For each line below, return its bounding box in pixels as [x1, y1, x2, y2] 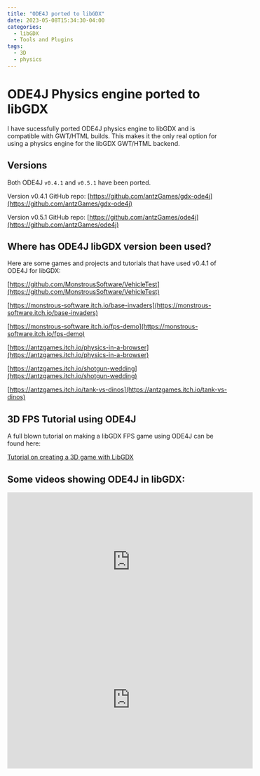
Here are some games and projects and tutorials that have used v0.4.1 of [7, 259, 217, 267]
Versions [7, 159, 48, 172]
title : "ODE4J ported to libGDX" [7, 10, 105, 18]
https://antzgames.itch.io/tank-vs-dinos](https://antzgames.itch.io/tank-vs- [9, 385, 228, 394]
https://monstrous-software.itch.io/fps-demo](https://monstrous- [9, 322, 198, 330]
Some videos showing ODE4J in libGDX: [7, 473, 186, 485]
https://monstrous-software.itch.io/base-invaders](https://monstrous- [9, 301, 212, 309]
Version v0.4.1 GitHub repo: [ [7, 192, 90, 200]
